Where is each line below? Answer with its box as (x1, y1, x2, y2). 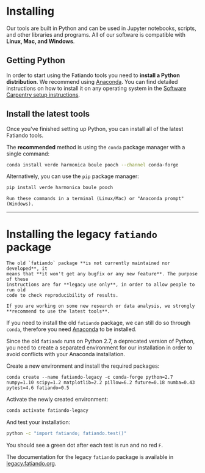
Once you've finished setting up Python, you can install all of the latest (6, 125, 184, 132)
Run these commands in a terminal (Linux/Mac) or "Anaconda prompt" (6, 196, 184, 202)
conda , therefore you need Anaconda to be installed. (6, 326, 137, 333)
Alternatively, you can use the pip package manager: (6, 173, 139, 180)
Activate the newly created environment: (6, 396, 109, 403)
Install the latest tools (6, 109, 90, 119)
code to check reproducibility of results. (6, 292, 119, 299)
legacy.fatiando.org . (6, 460, 57, 467)
